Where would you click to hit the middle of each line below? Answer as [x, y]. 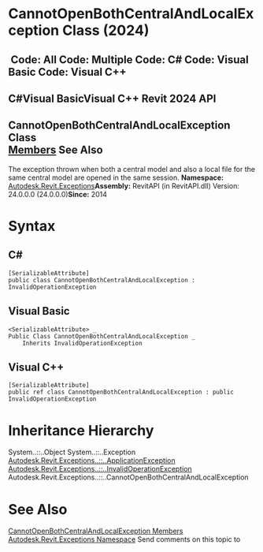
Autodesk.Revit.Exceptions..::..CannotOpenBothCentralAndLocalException [129, 477]
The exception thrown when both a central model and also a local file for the [132, 169]
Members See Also [56, 150]
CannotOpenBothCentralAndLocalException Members [96, 531]
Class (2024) [106, 30]
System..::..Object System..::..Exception [72, 452]
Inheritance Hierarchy [81, 430]
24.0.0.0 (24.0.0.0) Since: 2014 [58, 194]
